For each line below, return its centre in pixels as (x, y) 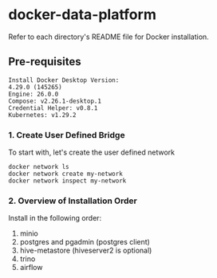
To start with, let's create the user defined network (92, 152)
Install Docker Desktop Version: (64, 80)
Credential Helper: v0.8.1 (53, 108)
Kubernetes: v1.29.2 (43, 115)
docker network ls (39, 167)
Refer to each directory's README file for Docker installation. (108, 37)
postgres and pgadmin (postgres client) (85, 242)
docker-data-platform (83, 15)
